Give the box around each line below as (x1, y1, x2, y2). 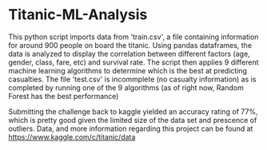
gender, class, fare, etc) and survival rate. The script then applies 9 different (8, 57, 259, 67)
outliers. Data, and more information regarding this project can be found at (8, 124, 253, 133)
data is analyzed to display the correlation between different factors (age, (8, 49, 250, 58)
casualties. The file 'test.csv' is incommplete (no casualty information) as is (8, 74, 257, 84)
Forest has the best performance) (8, 91, 119, 101)
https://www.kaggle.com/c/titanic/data (8, 132, 136, 141)
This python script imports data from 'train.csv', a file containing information (8, 32, 259, 41)
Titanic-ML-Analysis (8, 6, 148, 24)
